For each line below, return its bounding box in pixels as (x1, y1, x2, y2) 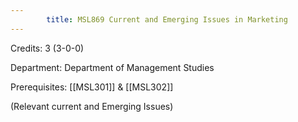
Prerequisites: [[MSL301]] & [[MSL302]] (10, 81, 174, 93)
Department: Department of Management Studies (10, 61, 215, 73)
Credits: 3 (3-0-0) (10, 42, 85, 54)
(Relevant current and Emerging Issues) (10, 100, 174, 112)
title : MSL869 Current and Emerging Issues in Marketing (46, 14, 288, 25)
